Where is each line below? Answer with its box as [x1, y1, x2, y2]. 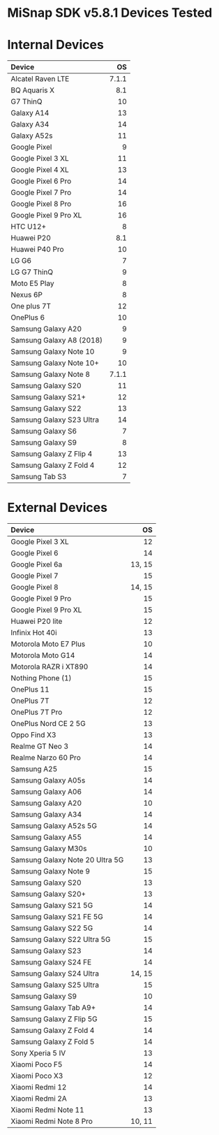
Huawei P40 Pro [10, 245, 64, 255]
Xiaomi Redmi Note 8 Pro [10, 1117, 93, 1127]
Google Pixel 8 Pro [10, 199, 72, 209]
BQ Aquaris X [10, 85, 54, 95]
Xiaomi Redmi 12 [10, 1083, 67, 1092]
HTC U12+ [10, 222, 47, 231]
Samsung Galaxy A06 [10, 787, 82, 797]
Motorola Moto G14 [10, 650, 75, 660]
